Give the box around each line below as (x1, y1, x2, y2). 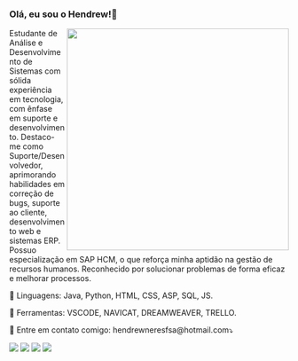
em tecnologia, (9, 94, 64, 105)
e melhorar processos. (9, 273, 91, 284)
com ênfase (9, 104, 53, 114)
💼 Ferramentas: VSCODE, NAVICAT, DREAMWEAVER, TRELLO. (9, 308, 237, 318)
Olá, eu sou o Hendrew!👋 (9, 8, 118, 20)
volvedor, (9, 160, 43, 171)
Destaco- (20, 132, 55, 143)
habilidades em (9, 179, 65, 190)
